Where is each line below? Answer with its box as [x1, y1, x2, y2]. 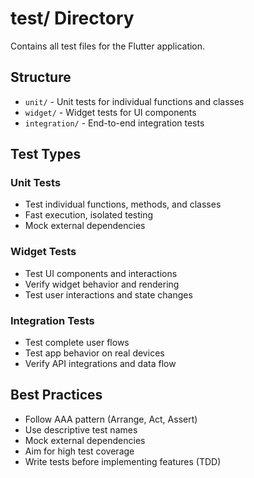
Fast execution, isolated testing [24, 209, 154, 221]
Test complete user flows [24, 337, 130, 349]
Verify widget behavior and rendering [24, 278, 180, 290]
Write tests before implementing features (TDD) [24, 455, 222, 467]
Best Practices [10, 387, 103, 404]
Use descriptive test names [24, 423, 138, 436]
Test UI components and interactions [24, 267, 178, 279]
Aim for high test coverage [24, 445, 135, 457]
